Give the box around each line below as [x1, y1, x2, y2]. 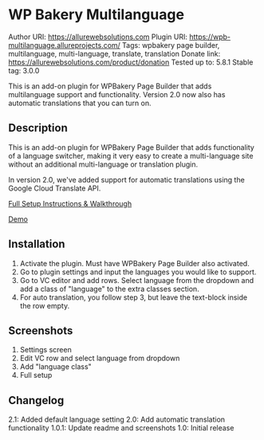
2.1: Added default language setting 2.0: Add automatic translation [8, 414, 226, 424]
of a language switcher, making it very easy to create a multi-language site [8, 151, 254, 160]
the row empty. [19, 301, 70, 310]
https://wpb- [188, 32, 231, 41]
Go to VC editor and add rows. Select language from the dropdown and [19, 275, 254, 285]
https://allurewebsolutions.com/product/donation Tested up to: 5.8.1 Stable [8, 57, 254, 67]
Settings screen [19, 345, 72, 355]
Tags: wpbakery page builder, [122, 40, 220, 49]
